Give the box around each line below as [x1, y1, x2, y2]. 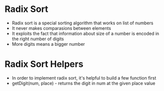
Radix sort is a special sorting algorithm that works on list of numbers [11, 20, 154, 26]
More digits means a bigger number [11, 41, 85, 47]
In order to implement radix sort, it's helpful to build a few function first [11, 75, 157, 81]
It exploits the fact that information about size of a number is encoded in [11, 30, 160, 36]
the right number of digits [11, 36, 64, 42]
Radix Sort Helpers [4, 59, 84, 70]
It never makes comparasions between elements [11, 25, 111, 31]
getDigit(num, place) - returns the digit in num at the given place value [11, 80, 156, 86]
